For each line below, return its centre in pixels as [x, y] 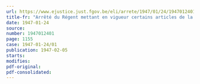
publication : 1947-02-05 [37, 50]
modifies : [18, 61]
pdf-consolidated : [29, 72]
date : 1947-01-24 [28, 22]
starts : [16, 56]
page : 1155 [20, 39]
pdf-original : [24, 67]
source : [16, 28]
